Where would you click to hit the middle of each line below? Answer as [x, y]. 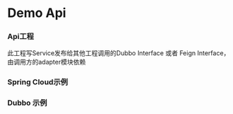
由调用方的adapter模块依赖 [47, 62]
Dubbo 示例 [27, 103]
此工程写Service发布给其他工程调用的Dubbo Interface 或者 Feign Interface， [119, 53]
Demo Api [37, 13]
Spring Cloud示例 [38, 82]
